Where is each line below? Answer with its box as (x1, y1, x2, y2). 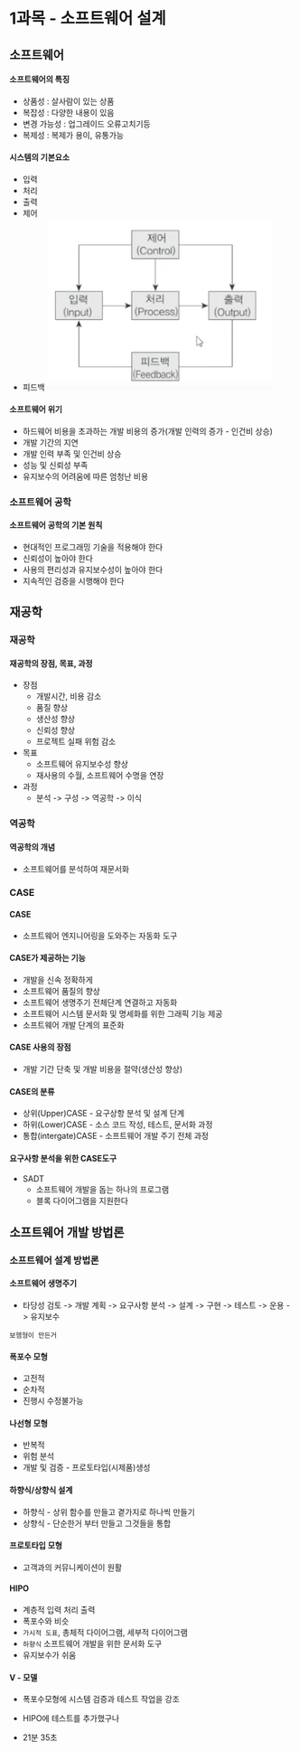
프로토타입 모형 (9, 1540, 63, 1551)
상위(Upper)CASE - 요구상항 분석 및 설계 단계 (22, 1108, 185, 1119)
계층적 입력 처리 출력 (22, 1604, 96, 1614)
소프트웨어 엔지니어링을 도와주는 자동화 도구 (22, 930, 178, 941)
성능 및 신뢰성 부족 (22, 459, 89, 470)
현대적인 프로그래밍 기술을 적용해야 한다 (22, 541, 164, 552)
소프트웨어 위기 (9, 404, 63, 415)
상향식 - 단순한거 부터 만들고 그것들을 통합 (22, 1518, 172, 1529)
